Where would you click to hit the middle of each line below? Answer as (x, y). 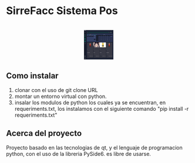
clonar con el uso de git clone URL (56, 90)
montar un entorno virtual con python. (60, 96)
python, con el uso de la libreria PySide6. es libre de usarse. (79, 154)
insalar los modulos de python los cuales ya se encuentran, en (90, 102)
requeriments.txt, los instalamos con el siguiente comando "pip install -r (102, 108)
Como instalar (32, 76)
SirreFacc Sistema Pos (62, 11)
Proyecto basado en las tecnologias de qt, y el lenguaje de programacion (95, 147)
